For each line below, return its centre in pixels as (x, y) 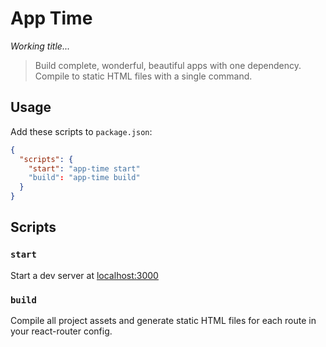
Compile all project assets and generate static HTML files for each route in (163, 320)
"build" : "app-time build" (84, 178)
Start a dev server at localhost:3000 (84, 275)
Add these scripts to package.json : (81, 131)
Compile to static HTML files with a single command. (143, 76)
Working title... (40, 46)
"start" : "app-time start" (84, 168)
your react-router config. (61, 331)
